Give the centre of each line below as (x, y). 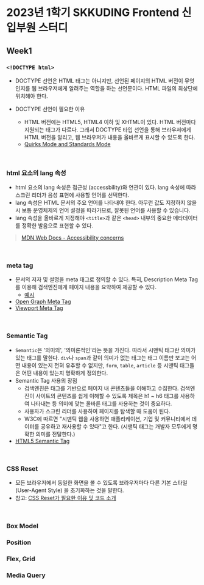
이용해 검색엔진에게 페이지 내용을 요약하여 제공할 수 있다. (89, 287)
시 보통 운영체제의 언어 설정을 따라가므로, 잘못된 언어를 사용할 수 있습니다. (103, 210)
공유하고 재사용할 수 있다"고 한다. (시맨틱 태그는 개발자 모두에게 (116, 426)
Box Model (22, 526)
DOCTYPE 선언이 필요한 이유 (50, 109)
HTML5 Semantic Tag (42, 441)
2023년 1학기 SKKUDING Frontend (93, 13)
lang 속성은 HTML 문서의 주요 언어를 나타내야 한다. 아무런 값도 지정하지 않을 (106, 203)
